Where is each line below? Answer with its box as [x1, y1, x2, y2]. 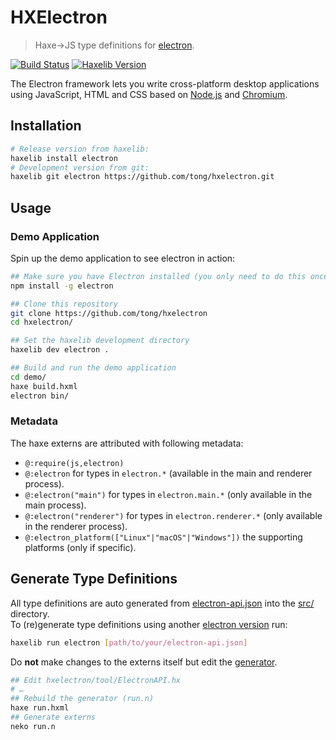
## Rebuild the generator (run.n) [10, 694, 155, 704]
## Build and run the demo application [10, 363, 177, 373]
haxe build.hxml [10, 381, 78, 391]
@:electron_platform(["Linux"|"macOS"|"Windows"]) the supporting [24, 531, 303, 543]
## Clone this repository [10, 299, 118, 309]
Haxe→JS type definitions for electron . [34, 39, 195, 51]
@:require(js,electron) [24, 458, 125, 468]
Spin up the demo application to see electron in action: [10, 252, 236, 264]
